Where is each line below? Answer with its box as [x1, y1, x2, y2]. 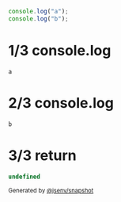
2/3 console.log [8, 93, 115, 112]
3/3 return [8, 147, 77, 164]
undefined [8, 173, 41, 181]
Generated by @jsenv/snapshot [8, 187, 94, 195]
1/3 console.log [8, 41, 112, 59]
